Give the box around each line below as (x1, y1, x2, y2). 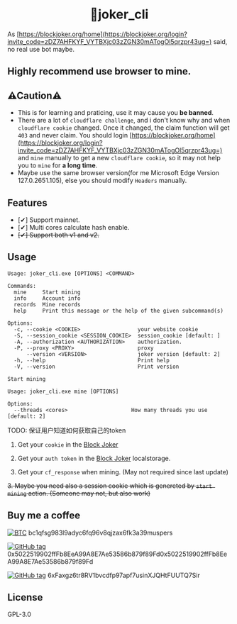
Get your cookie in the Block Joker (17, 440, 118, 449)
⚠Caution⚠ (7, 89, 62, 101)
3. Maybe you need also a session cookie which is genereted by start (7, 481, 213, 490)
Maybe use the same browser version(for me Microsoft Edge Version (17, 169, 220, 177)
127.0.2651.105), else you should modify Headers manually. (17, 177, 187, 185)
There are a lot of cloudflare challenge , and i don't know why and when (17, 116, 231, 125)
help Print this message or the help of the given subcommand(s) (13, 307, 224, 314)
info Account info (13, 294, 81, 302)
